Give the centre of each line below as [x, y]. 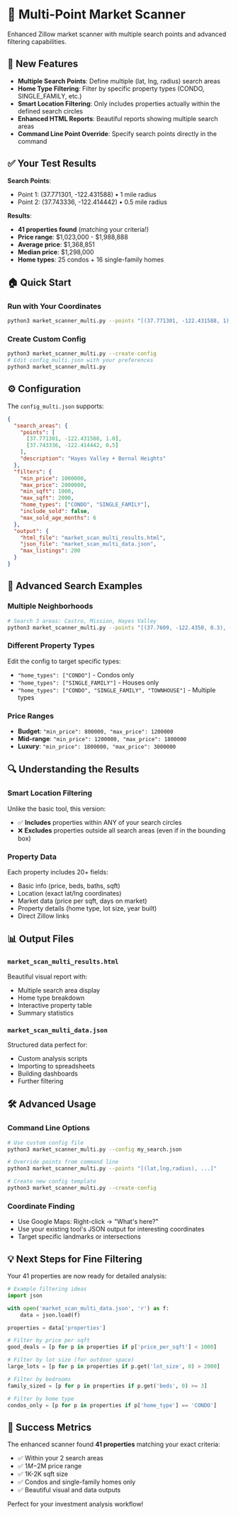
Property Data [32, 857]
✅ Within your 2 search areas [61, 1458]
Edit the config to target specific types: [64, 661]
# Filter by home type [41, 1399]
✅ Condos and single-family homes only [76, 1482]
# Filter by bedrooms [39, 1379]
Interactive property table [55, 1005]
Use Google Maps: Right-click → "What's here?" [88, 1222]
